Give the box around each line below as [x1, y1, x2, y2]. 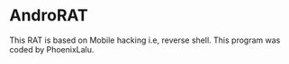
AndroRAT [9, 5, 88, 26]
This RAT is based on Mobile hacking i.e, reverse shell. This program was [9, 35, 281, 45]
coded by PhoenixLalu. [9, 44, 95, 54]
